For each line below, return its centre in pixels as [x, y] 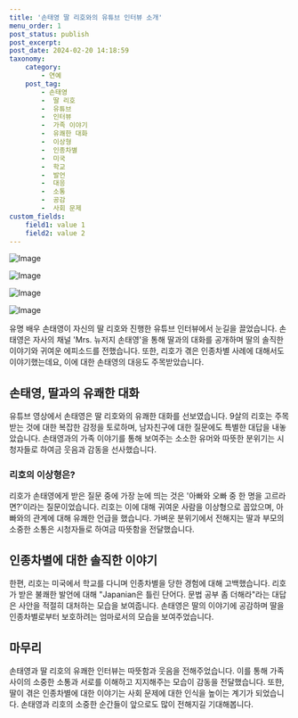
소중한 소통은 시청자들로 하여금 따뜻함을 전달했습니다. [102, 529]
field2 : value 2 [56, 233]
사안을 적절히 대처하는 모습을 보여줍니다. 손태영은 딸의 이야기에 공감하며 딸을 [151, 606]
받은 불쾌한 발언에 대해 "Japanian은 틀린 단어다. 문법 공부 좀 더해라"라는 [144, 595]
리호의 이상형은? [42, 475]
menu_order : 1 [36, 26]
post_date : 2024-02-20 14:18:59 [69, 51]
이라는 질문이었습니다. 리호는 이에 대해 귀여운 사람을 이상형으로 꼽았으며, [148, 507]
